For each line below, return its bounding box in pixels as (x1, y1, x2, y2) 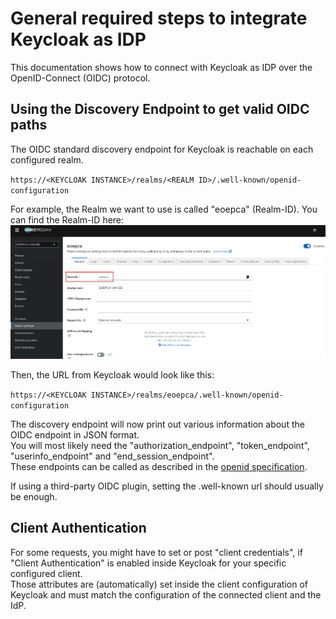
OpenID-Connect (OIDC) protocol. (10, 72, 151, 84)
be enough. (10, 491, 58, 503)
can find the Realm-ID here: (10, 213, 125, 226)
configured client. (10, 567, 83, 579)
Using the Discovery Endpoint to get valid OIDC (10, 101, 310, 118)
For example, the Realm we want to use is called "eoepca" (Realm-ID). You (10, 203, 318, 215)
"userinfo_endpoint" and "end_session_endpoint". (10, 450, 215, 462)
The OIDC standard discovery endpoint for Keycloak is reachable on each (10, 143, 314, 155)
